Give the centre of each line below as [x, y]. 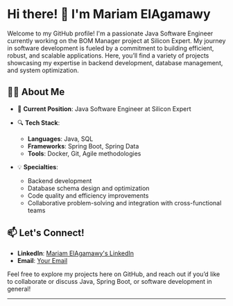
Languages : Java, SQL [60, 139]
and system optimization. [43, 70]
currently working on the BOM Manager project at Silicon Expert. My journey [116, 40]
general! [19, 289]
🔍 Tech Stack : [38, 122]
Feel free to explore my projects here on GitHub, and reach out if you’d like [114, 274]
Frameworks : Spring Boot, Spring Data [83, 146]
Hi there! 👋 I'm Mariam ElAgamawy [109, 14]
